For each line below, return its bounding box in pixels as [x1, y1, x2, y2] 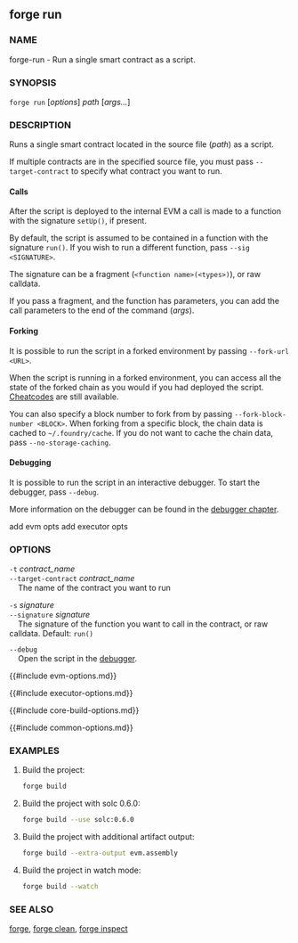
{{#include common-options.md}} [9, 722, 133, 734]
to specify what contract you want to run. [70, 166, 222, 176]
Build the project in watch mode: [21, 865, 141, 876]
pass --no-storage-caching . [9, 437, 111, 447]
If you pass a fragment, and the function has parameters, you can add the [9, 296, 280, 307]
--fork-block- [234, 410, 286, 419]
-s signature [9, 600, 55, 611]
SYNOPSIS [9, 76, 57, 88]
